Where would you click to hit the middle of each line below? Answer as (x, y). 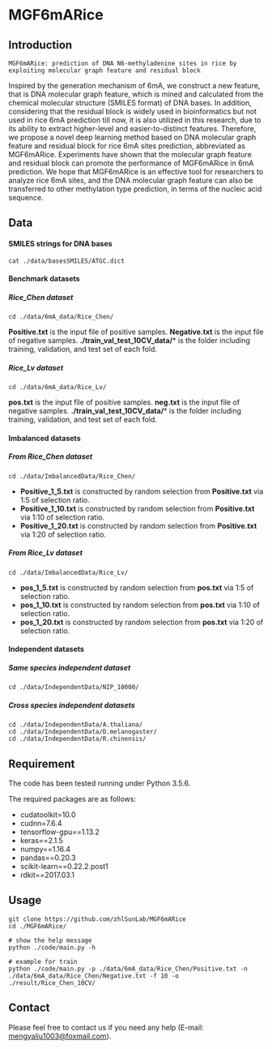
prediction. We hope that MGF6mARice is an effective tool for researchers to (136, 171)
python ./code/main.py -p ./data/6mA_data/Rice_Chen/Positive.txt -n (128, 969)
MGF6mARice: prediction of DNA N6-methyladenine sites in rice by (123, 63)
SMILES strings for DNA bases (60, 243)
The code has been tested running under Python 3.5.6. (100, 783)
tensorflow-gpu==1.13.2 (59, 832)
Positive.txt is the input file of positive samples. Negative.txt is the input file (136, 332)
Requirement (42, 764)
